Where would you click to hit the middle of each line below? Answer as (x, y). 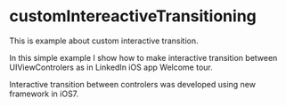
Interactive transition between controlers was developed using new (133, 84)
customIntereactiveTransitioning (133, 16)
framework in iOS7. (44, 94)
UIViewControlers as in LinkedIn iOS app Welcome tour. (111, 67)
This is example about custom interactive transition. (104, 41)
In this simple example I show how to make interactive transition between (143, 57)
